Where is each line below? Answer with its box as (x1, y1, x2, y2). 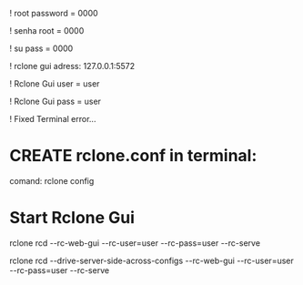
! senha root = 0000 (9, 25, 85, 36)
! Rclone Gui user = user (9, 78, 100, 89)
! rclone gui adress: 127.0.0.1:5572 (9, 61, 136, 71)
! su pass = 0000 (9, 43, 74, 54)
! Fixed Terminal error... (9, 114, 96, 124)
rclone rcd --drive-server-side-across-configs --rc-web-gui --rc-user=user (9, 255, 294, 266)
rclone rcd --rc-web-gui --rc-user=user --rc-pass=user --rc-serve (9, 237, 261, 249)
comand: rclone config (9, 175, 95, 186)
